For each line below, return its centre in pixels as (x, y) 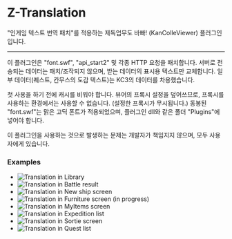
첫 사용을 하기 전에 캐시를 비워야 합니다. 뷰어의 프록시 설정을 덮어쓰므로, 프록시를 (116, 94)
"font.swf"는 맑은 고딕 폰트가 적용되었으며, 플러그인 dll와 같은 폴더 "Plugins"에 (114, 111)
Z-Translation (47, 13)
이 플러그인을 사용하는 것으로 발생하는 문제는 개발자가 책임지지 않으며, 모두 (108, 135)
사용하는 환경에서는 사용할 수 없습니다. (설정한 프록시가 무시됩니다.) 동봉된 (107, 103)
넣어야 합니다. (26, 120)
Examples (24, 162)
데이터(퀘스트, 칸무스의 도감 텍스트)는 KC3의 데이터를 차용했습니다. (105, 79)
